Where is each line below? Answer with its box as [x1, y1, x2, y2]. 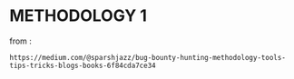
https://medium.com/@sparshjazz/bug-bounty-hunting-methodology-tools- [9, 53, 286, 62]
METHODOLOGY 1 [9, 5, 148, 26]
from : [9, 35, 32, 46]
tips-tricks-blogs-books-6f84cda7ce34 [9, 61, 156, 70]
